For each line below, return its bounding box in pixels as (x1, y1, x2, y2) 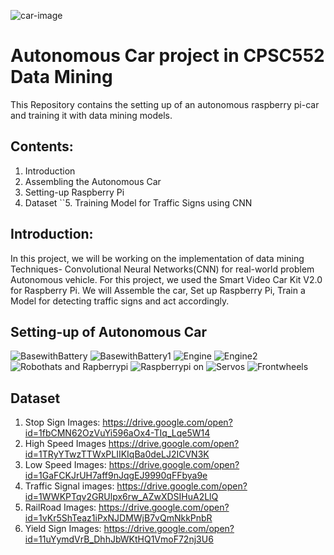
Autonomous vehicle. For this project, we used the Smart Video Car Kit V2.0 (10, 273, 323, 285)
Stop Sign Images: (24, 416, 101, 429)
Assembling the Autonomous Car (24, 175, 162, 187)
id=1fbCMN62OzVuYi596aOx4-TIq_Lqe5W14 (24, 427, 211, 439)
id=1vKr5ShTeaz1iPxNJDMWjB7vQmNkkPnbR (24, 512, 213, 524)
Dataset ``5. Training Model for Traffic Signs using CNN (24, 196, 253, 209)
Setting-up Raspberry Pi (24, 186, 125, 198)
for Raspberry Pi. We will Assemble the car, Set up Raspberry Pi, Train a (10, 284, 306, 296)
